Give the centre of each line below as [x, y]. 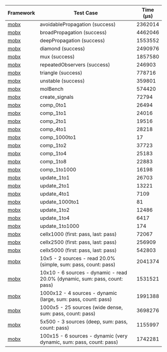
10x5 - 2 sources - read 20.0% [77, 258]
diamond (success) [62, 48]
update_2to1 [54, 186]
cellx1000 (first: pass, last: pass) [78, 234]
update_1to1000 [59, 226]
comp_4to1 [53, 129]
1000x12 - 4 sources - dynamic [78, 293]
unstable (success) [62, 81]
